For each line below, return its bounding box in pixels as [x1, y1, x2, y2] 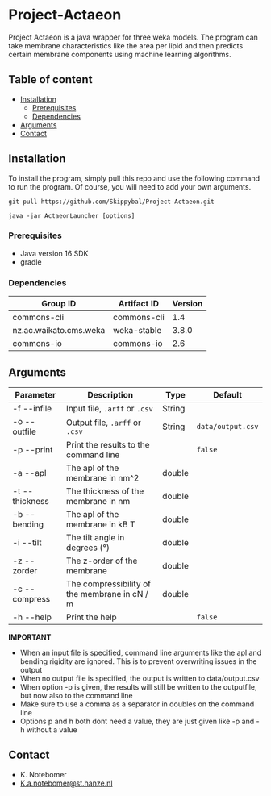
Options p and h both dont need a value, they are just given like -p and [19, 716, 255, 726]
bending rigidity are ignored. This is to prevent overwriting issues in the [19, 656, 257, 666]
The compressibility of [65, 578, 152, 590]
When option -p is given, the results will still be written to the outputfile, [19, 681, 257, 691]
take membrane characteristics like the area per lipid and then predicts [8, 40, 244, 50]
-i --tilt [12, 536, 42, 548]
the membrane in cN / [65, 588, 149, 599]
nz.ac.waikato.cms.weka [12, 325, 106, 336]
